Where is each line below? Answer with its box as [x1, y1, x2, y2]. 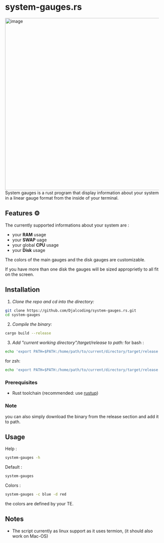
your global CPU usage [12, 242, 59, 248]
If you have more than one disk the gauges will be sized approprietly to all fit [5, 266, 159, 272]
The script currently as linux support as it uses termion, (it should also [12, 528, 153, 534]
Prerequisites [5, 379, 38, 385]
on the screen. [5, 271, 34, 277]
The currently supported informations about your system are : [5, 222, 129, 228]
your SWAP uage [12, 237, 47, 243]
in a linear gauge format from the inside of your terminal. [5, 195, 119, 201]
